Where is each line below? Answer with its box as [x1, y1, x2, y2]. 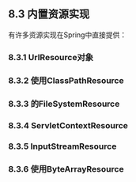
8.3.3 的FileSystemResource [8, 98, 120, 109]
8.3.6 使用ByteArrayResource [8, 164, 124, 175]
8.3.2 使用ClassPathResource [8, 74, 124, 85]
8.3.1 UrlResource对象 [8, 51, 93, 63]
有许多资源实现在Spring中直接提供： [8, 30, 127, 40]
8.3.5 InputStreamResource [8, 141, 117, 152]
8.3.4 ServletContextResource [8, 119, 129, 131]
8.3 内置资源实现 [8, 7, 90, 21]
